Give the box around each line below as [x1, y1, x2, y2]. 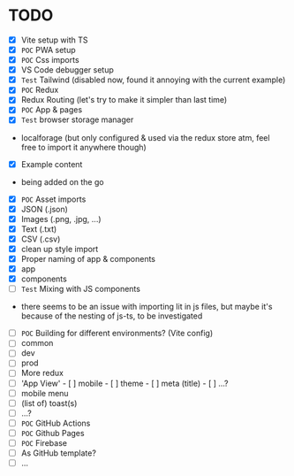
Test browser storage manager [20, 114, 134, 125]
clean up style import [20, 243, 99, 254]
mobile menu [20, 388, 69, 398]
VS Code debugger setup [20, 65, 114, 75]
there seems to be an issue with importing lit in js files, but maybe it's [20, 302, 273, 312]
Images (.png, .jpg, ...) [20, 213, 102, 224]
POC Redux [20, 85, 59, 96]
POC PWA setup [20, 45, 76, 55]
